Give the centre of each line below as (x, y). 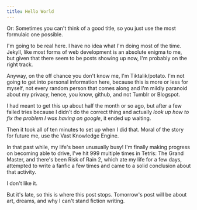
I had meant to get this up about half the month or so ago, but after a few (94, 105)
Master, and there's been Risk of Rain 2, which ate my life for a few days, (94, 159)
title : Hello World (30, 11)
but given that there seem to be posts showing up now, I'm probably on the (97, 58)
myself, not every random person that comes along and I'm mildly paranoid (97, 88)
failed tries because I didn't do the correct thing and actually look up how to (98, 112)
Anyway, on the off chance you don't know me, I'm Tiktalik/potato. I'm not (96, 75)
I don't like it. (22, 183)
